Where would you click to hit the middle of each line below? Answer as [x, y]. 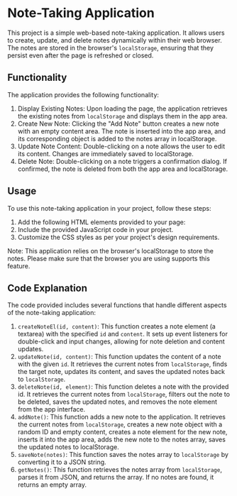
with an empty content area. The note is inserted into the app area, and [121, 131]
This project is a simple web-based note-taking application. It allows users [116, 33]
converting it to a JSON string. [62, 462]
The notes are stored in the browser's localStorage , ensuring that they [111, 48]
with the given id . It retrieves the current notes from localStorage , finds [122, 364]
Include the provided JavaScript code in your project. [95, 229]
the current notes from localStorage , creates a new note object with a [120, 424]
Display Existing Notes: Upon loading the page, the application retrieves [122, 109]
